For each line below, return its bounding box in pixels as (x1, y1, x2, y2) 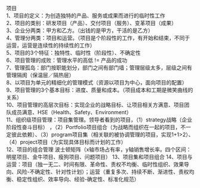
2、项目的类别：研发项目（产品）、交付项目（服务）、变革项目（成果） (6, 20, 177, 26)
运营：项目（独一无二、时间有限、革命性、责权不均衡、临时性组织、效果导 (6, 161, 189, 168)
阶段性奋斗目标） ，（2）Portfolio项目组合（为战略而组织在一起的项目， (6, 124, 181, 130)
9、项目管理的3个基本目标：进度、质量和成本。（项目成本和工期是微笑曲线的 (6, 86, 193, 93)
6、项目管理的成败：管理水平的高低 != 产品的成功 (6, 57, 127, 64)
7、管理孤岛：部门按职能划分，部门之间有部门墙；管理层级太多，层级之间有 (6, 64, 192, 71)
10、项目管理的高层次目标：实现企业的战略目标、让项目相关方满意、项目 (6, 101, 184, 108)
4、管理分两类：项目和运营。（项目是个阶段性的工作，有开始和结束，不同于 (6, 35, 190, 41)
